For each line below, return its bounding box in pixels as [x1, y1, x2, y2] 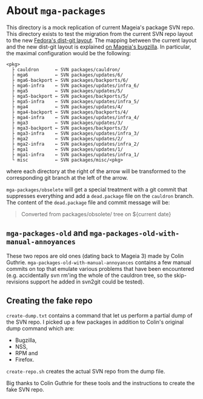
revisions [6, 278, 29, 285]
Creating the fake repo [6, 296, 93, 306]
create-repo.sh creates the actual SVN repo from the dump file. [6, 367, 165, 375]
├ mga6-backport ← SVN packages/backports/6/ [12, 77, 129, 83]
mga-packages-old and [6, 228, 88, 239]
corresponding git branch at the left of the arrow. [6, 174, 128, 181]
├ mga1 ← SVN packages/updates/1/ [12, 146, 123, 152]
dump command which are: [6, 324, 75, 332]
